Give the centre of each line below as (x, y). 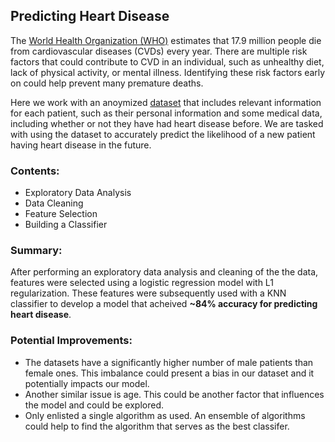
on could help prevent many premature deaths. (107, 83)
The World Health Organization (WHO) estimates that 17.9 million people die (166, 40)
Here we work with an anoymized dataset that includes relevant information (166, 102)
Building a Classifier (66, 225)
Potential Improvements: (71, 341)
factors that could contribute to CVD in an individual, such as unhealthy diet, (167, 61)
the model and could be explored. (94, 405)
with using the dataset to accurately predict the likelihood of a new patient (163, 134)
